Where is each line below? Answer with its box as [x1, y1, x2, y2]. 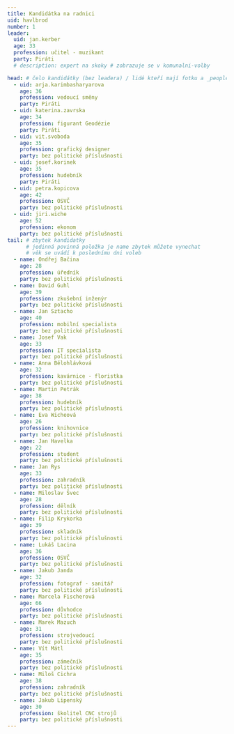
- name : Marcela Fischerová [13, 593, 95, 600]
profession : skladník [19, 528, 82, 535]
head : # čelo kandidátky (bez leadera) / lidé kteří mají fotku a [7, 75, 204, 82]
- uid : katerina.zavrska [13, 107, 86, 114]
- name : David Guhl [13, 282, 70, 289]
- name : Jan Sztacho [13, 308, 73, 315]
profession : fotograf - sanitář [19, 580, 114, 587]
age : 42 [19, 191, 42, 199]
